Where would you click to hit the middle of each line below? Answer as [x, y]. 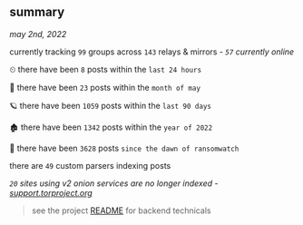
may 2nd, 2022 [38, 34]
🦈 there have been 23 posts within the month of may [105, 87]
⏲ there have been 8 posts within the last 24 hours [106, 69]
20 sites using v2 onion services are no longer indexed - [114, 183]
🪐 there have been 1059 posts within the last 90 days [110, 105]
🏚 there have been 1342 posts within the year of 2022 [111, 127]
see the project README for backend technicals [121, 210]
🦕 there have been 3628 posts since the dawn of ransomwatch [124, 148]
